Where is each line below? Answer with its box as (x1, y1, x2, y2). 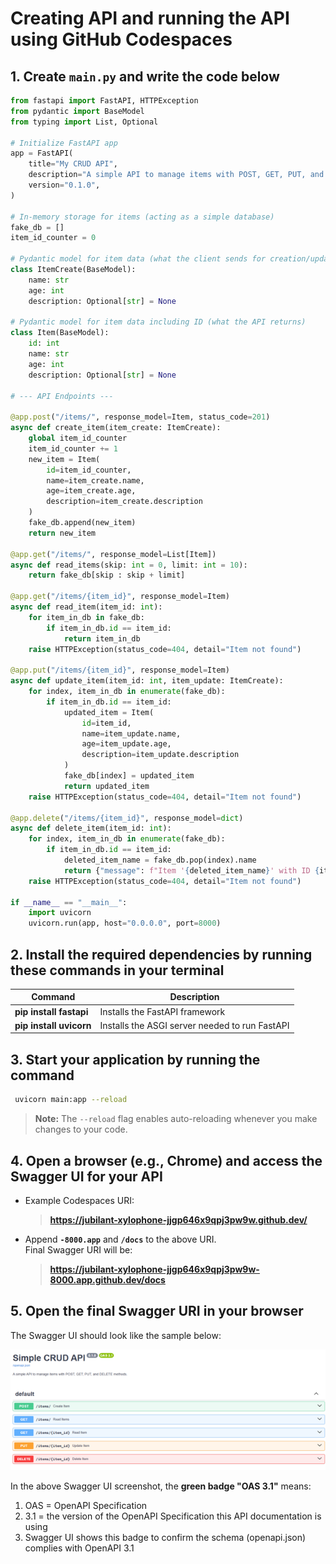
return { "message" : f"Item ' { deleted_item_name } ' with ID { (63, 865, 320, 876)
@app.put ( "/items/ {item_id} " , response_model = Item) (10, 665, 230, 676)
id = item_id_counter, (46, 465, 132, 475)
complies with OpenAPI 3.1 (24, 1542, 135, 1554)
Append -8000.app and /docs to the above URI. (24, 1233, 217, 1245)
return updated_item (63, 781, 150, 791)
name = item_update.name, (81, 728, 182, 739)
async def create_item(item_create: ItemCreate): (10, 423, 222, 433)
